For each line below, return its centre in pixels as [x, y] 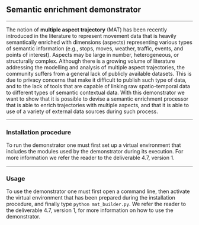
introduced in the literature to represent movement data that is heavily [91, 36]
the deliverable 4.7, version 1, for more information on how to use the [90, 210]
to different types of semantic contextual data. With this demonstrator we [96, 92]
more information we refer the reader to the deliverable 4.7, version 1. [90, 158]
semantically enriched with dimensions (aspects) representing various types [99, 42]
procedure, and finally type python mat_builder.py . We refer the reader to [96, 204]
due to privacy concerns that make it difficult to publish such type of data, [96, 80]
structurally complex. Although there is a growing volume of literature [91, 61]
